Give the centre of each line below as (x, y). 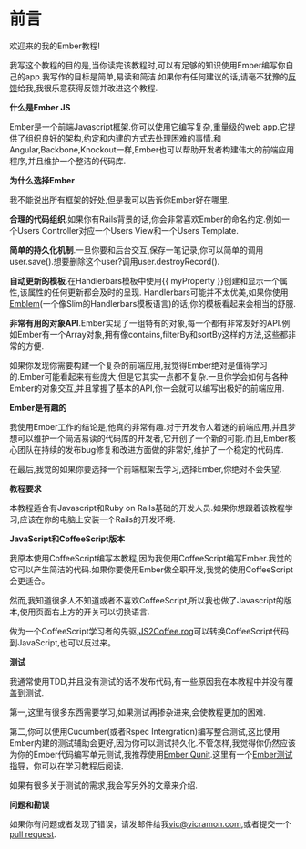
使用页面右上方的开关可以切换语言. (85, 612)
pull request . (33, 834)
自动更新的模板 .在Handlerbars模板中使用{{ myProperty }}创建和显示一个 (145, 280)
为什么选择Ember (42, 180)
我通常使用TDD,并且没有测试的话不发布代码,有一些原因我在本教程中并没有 (148, 681)
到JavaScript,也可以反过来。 (63, 642)
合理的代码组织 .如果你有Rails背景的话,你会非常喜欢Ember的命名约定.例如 (146, 219)
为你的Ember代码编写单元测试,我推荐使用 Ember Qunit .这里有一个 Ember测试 (151, 754)
